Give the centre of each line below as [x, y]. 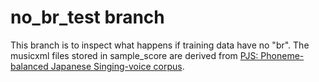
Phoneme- [282, 55]
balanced [29, 66]
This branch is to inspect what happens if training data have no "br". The [160, 45]
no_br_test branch [87, 17]
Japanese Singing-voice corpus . [117, 66]
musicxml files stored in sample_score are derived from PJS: [134, 55]
